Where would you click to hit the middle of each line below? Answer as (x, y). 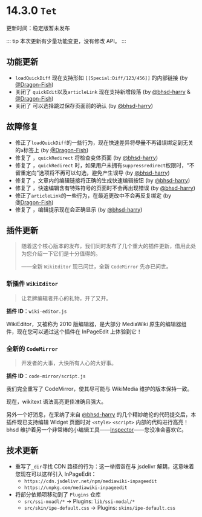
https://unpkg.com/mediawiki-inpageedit (76, 488)
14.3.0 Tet (32, 11)
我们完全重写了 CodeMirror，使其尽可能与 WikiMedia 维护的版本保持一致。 (99, 389)
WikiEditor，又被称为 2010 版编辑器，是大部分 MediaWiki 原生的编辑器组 (96, 324)
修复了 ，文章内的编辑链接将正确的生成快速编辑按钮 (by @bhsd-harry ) (103, 180)
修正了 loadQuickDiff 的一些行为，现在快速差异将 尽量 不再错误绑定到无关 (104, 142)
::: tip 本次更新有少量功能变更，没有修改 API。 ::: (66, 41)
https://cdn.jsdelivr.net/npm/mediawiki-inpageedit (90, 481)
